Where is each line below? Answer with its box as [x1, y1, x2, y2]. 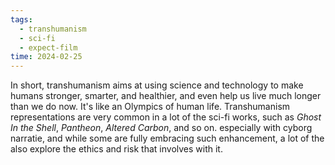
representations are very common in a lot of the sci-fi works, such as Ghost [10, 111, 322, 123]
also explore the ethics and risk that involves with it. [10, 143, 223, 155]
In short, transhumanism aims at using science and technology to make [10, 79, 304, 91]
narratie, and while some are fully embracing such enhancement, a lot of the [10, 132, 325, 145]
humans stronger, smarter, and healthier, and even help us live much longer [10, 90, 322, 102]
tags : [10, 14, 33, 25]
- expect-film [19, 42, 78, 53]
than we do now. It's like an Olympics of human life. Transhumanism [10, 101, 291, 113]
